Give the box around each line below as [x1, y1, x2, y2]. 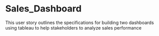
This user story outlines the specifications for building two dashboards [5, 19, 154, 25]
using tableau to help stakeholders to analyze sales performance [5, 24, 142, 30]
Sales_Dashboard [5, 3, 82, 14]
